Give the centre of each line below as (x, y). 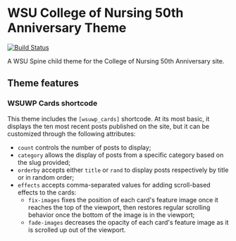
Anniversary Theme (67, 28)
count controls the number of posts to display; (84, 147)
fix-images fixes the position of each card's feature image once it (123, 199)
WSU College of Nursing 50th (95, 13)
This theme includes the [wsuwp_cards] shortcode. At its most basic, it (108, 118)
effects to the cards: (47, 192)
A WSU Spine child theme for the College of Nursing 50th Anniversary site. (116, 61)
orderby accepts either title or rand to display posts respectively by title (123, 170)
